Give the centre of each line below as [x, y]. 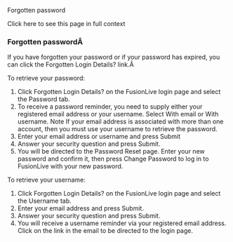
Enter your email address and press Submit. [80, 208]
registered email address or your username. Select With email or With [118, 114]
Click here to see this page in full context [66, 23]
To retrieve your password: [46, 78]
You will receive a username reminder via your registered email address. [122, 223]
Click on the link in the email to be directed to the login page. [105, 231]
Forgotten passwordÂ [45, 41]
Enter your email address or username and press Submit [99, 137]
